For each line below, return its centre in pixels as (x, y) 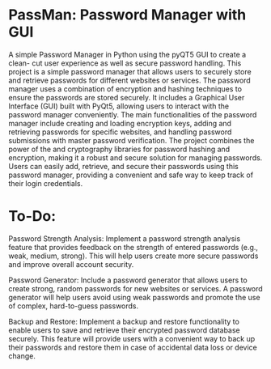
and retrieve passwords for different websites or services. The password (129, 80)
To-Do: (32, 216)
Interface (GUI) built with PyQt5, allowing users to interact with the (119, 106)
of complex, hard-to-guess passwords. (74, 306)
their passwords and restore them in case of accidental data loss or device (133, 347)
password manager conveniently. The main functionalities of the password (133, 114)
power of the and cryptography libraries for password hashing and (119, 149)
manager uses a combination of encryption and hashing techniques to (125, 89)
